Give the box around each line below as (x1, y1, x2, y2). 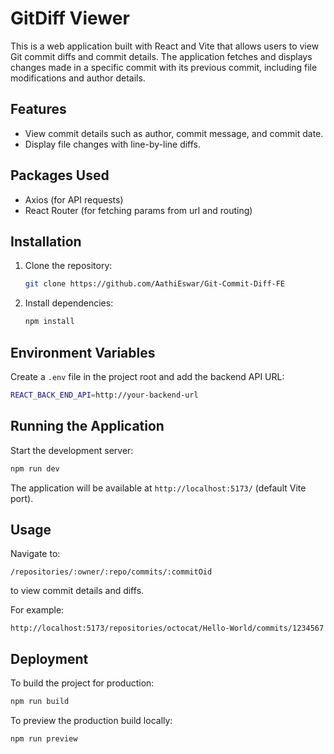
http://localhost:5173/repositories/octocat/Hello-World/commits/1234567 (10, 623, 325, 634)
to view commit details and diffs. (10, 585, 145, 597)
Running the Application (10, 418, 165, 435)
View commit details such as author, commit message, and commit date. (24, 127, 324, 139)
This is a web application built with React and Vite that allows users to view (10, 40, 320, 52)
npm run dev (10, 463, 60, 474)
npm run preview (10, 734, 78, 744)
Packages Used (10, 167, 110, 184)
